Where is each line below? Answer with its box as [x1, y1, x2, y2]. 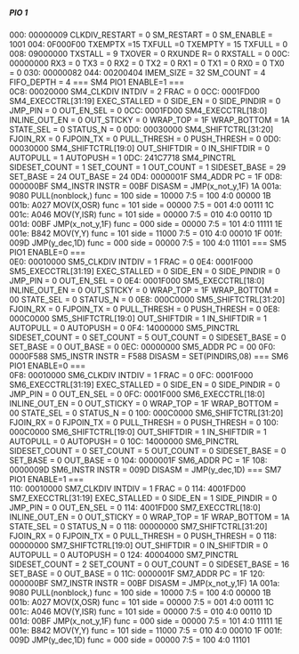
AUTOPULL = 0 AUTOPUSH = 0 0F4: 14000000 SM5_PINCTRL [9, 322, 240, 333]
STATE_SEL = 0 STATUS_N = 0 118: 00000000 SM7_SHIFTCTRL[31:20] [9, 521, 268, 531]
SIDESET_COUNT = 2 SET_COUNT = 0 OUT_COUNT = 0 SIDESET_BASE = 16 [9, 559, 290, 569]
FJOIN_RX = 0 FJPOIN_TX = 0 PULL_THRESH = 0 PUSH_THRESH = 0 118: [9, 530, 278, 541]
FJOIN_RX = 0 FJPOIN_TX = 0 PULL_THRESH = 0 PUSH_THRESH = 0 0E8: [9, 303, 280, 314]
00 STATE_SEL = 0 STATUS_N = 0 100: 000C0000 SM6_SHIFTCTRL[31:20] [9, 408, 284, 418]
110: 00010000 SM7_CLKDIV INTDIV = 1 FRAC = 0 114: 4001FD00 [9, 483, 246, 494]
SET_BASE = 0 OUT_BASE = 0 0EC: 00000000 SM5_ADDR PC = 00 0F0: [9, 341, 276, 351]
